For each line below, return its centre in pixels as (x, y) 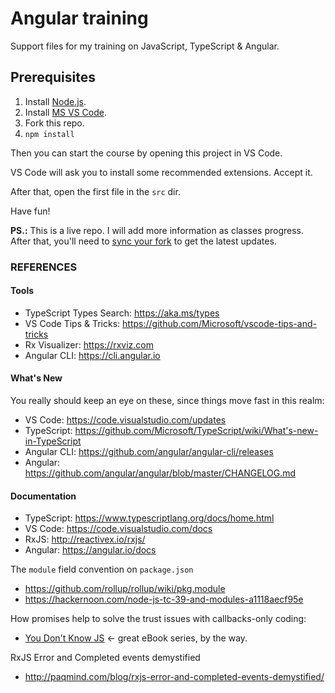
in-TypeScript (53, 441)
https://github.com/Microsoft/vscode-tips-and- (219, 323)
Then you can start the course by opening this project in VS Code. (146, 153)
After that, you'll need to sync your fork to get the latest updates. (143, 241)
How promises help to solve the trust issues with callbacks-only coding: (158, 619)
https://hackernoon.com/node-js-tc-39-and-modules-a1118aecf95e (164, 599)
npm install (49, 134)
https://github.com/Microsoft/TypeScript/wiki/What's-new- (196, 431)
